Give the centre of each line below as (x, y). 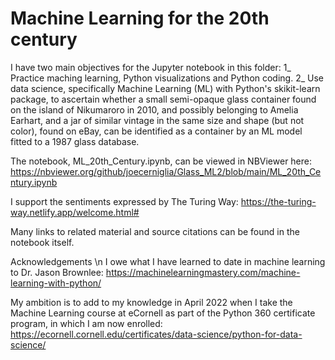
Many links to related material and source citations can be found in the (155, 231)
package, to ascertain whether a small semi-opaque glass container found (163, 99)
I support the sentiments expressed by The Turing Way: (124, 201)
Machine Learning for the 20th (140, 18)
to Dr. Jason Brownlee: (57, 272)
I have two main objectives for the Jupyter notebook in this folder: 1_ (151, 67)
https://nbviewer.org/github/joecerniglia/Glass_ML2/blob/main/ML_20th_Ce (166, 171)
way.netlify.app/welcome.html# (75, 212)
